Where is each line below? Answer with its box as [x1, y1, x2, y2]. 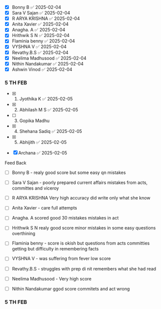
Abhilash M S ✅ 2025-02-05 [19, 107, 78, 113]
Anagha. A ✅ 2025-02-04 [11, 27, 65, 33]
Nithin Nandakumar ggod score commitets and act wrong [11, 285, 130, 291]
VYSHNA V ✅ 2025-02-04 [11, 43, 67, 49]
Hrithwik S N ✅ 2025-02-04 [11, 32, 70, 38]
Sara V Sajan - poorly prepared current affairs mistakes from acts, [11, 179, 148, 185]
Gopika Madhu [19, 117, 50, 124]
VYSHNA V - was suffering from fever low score [11, 255, 111, 261]
